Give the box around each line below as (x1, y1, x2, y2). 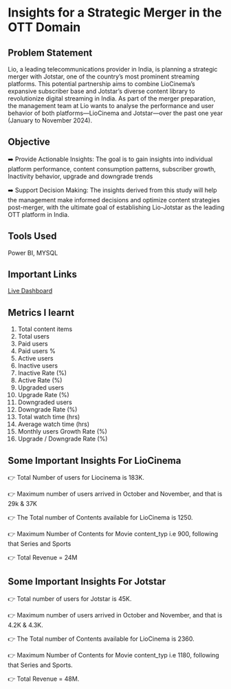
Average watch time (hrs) (17, 420, 90, 428)
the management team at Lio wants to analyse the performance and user (8, 102, 214, 109)
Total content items (17, 325, 73, 333)
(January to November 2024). (8, 116, 92, 125)
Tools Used (8, 231, 57, 242)
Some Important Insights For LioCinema (8, 454, 181, 466)
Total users (17, 332, 50, 341)
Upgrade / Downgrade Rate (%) (17, 435, 108, 443)
